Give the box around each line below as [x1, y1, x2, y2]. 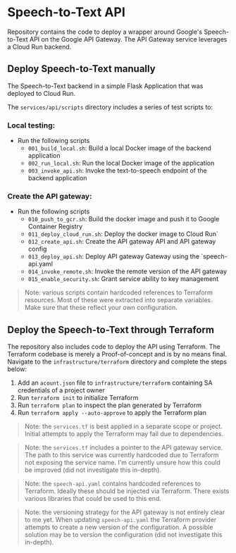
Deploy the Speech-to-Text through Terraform [7, 323, 215, 335]
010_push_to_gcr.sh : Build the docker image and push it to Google [27, 215, 220, 223]
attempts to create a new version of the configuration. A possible [24, 523, 213, 532]
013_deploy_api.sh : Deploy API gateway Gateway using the [27, 252, 199, 261]
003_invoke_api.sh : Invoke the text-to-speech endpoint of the [27, 166, 207, 175]
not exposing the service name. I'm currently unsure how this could [24, 459, 221, 467]
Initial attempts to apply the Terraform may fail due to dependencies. [24, 430, 224, 438]
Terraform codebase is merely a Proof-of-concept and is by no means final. [7, 350, 227, 359]
